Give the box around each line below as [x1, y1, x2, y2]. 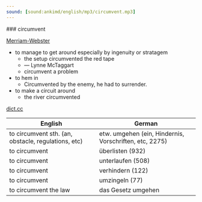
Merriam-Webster [6, 37, 50, 44]
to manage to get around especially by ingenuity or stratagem [14, 49, 168, 56]
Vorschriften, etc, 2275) [99, 136, 168, 145]
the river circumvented [23, 93, 81, 100]
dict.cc [6, 105, 23, 112]
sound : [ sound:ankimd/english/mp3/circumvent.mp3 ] [6, 8, 136, 15]
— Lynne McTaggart [23, 61, 74, 69]
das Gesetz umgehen [99, 186, 160, 194]
